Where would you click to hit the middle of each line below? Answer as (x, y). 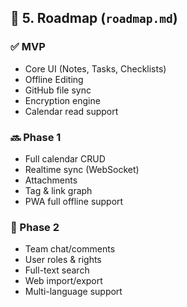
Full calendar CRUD (65, 158)
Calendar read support (71, 111)
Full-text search (57, 270)
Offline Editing (54, 79)
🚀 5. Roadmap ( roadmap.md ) (94, 18)
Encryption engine (62, 100)
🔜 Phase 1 (36, 137)
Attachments (51, 180)
